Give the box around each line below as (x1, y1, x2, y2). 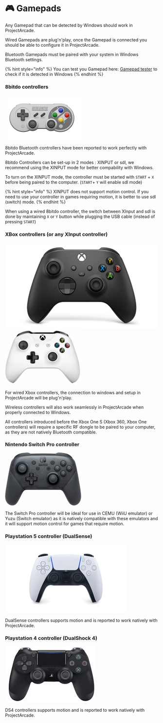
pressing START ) (5, 219, 36, 225)
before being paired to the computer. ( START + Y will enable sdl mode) (5, 180, 143, 185)
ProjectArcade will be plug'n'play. (5, 395, 72, 400)
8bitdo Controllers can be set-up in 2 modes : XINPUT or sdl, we (5, 160, 134, 165)
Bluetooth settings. (5, 56, 43, 62)
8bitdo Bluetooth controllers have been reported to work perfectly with (5, 145, 147, 151)
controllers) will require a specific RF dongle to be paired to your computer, (5, 424, 156, 430)
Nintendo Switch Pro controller (5, 441, 79, 448)
